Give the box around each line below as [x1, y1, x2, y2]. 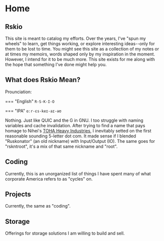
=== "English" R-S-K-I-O [5, 98, 55, 104]
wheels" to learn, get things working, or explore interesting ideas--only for [5, 41, 155, 47]
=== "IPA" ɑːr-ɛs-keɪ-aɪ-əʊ [5, 107, 62, 113]
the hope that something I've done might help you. [5, 62, 107, 67]
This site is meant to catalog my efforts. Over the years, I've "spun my [5, 35, 146, 41]
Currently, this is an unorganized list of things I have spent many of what [5, 170, 151, 177]
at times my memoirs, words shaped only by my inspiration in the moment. [5, 51, 155, 57]
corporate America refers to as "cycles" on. [5, 176, 93, 182]
